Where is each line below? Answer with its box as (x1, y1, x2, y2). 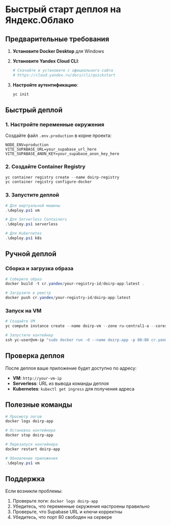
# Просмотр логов (5, 414, 42, 419)
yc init (12, 92, 29, 97)
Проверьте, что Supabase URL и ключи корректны (12, 509, 123, 515)
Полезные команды (5, 401, 72, 409)
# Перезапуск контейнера (5, 442, 58, 447)
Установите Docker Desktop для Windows (12, 48, 104, 54)
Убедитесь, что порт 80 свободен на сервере (12, 514, 112, 520)
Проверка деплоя (5, 351, 65, 360)
